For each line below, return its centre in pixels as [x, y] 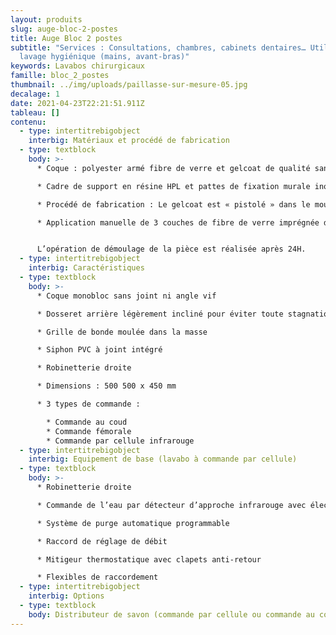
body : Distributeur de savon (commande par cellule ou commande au [171, 614]
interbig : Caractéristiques [86, 268]
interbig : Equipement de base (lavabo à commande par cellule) [163, 459]
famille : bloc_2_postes [60, 76]
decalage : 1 [35, 94]
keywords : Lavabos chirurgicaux [77, 66]
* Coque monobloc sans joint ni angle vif [126, 296]
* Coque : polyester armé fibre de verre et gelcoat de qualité [173, 168]
